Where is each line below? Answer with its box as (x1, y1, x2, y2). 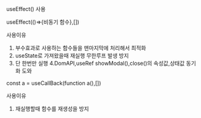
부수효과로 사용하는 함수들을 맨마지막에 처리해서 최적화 (15, 45, 147, 51)
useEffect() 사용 (6, 6, 46, 12)
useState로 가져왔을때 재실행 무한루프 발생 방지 (15, 52, 130, 59)
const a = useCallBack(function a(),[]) (6, 79, 101, 87)
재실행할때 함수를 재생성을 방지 (15, 105, 89, 112)
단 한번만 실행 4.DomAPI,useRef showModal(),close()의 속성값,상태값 (15, 60, 185, 67)
